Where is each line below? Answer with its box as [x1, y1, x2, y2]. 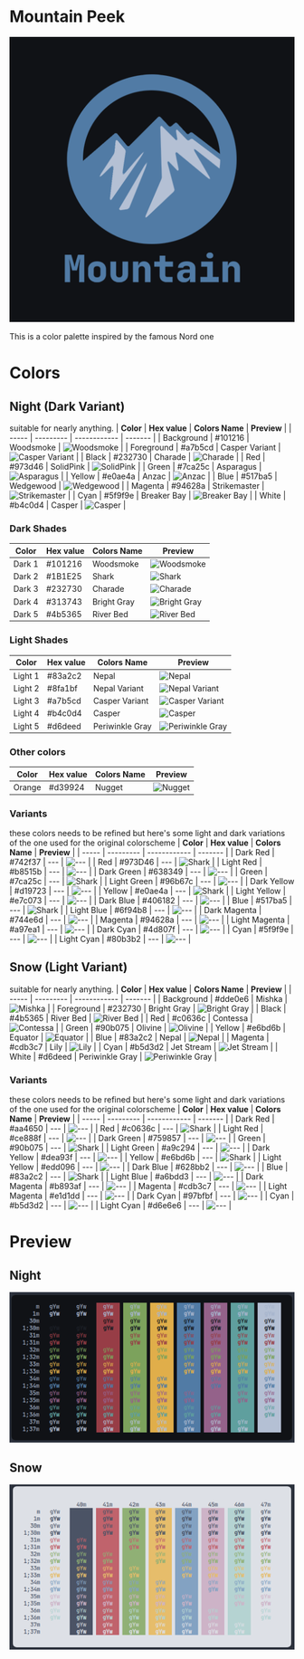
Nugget [94, 782, 124, 793]
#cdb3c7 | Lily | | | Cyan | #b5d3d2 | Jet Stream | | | [9, 1041, 279, 1052]
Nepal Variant [93, 682, 144, 693]
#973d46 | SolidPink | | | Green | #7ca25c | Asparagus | [9, 461, 262, 472]
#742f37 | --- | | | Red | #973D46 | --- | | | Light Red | [9, 856, 262, 867]
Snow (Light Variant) [9, 959, 128, 975]
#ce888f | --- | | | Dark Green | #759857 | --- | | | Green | [9, 1132, 266, 1143]
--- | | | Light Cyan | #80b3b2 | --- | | [9, 933, 192, 944]
